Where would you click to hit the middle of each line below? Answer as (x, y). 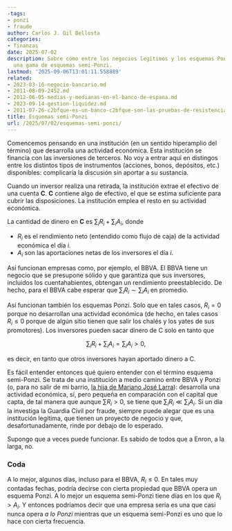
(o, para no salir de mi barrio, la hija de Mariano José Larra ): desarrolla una (114, 387)
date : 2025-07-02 (32, 53)
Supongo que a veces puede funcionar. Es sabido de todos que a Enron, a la (116, 439)
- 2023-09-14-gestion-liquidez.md (57, 104)
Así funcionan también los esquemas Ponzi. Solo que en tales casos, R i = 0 (114, 306)
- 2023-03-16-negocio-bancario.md (57, 85)
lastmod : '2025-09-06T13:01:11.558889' (65, 71)
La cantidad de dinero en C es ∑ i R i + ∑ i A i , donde (75, 222)
